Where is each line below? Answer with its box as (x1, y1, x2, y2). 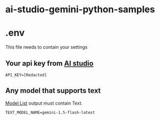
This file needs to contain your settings (5, 44, 88, 50)
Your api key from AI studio (5, 59, 94, 68)
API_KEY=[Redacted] (5, 72, 47, 77)
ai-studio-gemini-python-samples (5, 4, 155, 15)
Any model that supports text (5, 86, 101, 95)
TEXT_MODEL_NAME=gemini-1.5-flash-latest (5, 110, 95, 115)
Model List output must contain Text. (5, 100, 83, 106)
